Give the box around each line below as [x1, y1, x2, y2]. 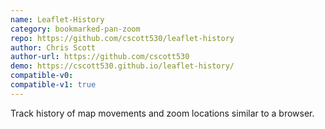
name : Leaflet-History [10, 14, 105, 25]
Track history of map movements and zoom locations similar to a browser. [10, 107, 315, 119]
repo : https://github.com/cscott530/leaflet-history [10, 33, 235, 43]
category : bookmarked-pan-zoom [10, 24, 141, 34]
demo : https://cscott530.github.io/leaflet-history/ [10, 61, 235, 71]
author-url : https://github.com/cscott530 [10, 52, 190, 62]
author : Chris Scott [10, 42, 97, 53]
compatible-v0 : [10, 71, 74, 81]
